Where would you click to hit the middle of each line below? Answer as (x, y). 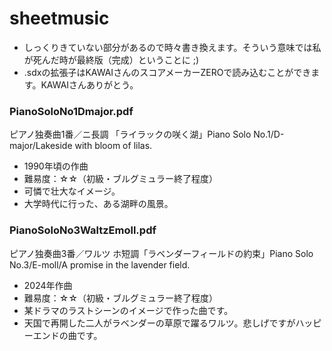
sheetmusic (59, 18)
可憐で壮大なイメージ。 (72, 191)
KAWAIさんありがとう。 (89, 84)
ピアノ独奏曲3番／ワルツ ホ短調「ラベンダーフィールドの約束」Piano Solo (161, 253)
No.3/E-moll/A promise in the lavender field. (100, 264)
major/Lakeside (41, 146)
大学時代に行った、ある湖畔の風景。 (98, 204)
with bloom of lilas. (113, 146)
